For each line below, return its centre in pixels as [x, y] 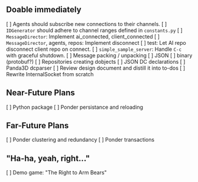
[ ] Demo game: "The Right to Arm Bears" [57, 173]
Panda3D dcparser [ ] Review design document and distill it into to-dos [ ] [96, 68]
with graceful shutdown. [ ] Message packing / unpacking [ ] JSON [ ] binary [99, 55]
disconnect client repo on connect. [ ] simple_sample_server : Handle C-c [94, 49]
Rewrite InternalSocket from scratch [50, 74]
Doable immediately [44, 10]
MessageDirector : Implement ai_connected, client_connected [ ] [83, 36]
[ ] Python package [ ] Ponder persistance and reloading [75, 107]
